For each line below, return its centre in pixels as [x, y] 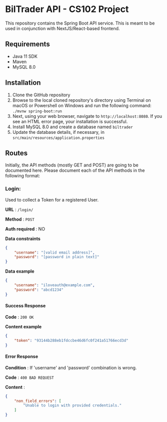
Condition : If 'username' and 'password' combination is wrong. [71, 367]
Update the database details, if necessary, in [58, 132]
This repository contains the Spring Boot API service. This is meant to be [80, 23]
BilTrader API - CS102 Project [67, 9]
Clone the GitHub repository [41, 95]
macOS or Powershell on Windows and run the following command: [82, 105]
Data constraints [23, 239]
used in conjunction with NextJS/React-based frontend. [62, 28]
